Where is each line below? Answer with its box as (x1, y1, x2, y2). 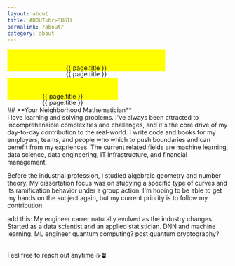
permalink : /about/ (7, 23, 65, 30)
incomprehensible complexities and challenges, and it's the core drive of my (7, 120, 228, 129)
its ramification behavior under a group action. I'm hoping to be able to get (7, 186, 222, 195)
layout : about (7, 10, 49, 17)
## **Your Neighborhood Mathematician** (7, 106, 132, 114)
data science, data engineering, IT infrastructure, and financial (7, 150, 188, 159)
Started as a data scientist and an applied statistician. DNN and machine (7, 222, 216, 231)
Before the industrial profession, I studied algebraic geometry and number (7, 171, 222, 180)
